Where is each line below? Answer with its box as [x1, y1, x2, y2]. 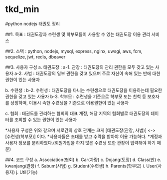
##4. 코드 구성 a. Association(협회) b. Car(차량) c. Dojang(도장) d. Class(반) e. [5, 156, 162, 162]
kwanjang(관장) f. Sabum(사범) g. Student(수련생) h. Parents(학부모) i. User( [5, 162, 158, 168]
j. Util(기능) [15, 169, 38, 175]
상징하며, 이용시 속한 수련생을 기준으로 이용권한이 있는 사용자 [10, 99, 129, 105]
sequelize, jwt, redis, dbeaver [5, 53, 66, 59]
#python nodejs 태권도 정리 [5, 20, 60, 26]
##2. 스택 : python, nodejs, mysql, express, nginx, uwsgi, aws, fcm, [5, 48, 143, 54]
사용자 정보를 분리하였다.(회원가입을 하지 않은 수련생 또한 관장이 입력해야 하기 [5, 139, 156, 145]
